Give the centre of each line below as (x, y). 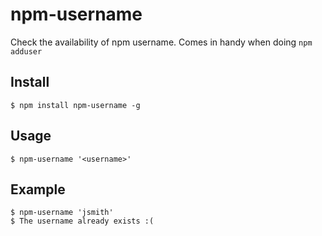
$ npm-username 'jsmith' (62, 213)
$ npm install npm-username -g (75, 105)
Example (38, 189)
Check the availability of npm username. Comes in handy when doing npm (161, 42)
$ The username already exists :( (82, 221)
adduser (26, 51)
